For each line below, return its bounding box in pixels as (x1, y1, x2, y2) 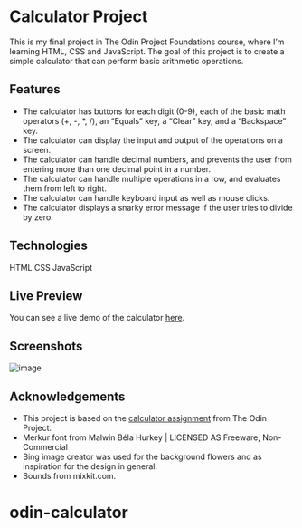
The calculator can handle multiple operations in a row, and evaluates (22, 173, 281, 184)
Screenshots (9, 338, 83, 354)
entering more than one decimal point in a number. (22, 163, 212, 174)
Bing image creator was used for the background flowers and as (22, 451, 262, 462)
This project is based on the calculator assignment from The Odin (22, 413, 268, 423)
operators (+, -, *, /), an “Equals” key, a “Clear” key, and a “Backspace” (22, 115, 287, 126)
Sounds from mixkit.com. (22, 471, 117, 481)
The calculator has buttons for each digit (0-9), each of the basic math (22, 106, 286, 117)
